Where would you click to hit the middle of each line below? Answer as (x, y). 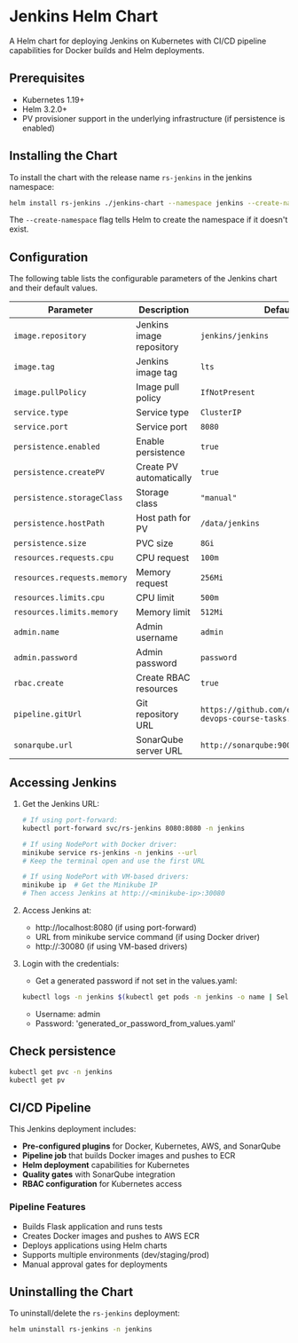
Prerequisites (47, 79)
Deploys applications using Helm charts (94, 1245)
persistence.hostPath (59, 524)
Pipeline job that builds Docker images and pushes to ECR (129, 1156)
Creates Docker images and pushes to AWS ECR (110, 1236)
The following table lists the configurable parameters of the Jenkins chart (143, 279)
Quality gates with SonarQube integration (98, 1174)
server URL (160, 751)
